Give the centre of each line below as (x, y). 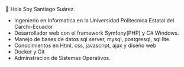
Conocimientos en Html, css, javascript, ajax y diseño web (85, 45)
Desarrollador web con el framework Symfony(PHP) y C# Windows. (96, 33)
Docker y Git (29, 52)
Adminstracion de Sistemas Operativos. (62, 58)
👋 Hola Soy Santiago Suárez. (40, 9)
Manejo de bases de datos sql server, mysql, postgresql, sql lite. (92, 39)
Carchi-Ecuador (33, 27)
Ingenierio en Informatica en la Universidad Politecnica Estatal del (94, 20)
